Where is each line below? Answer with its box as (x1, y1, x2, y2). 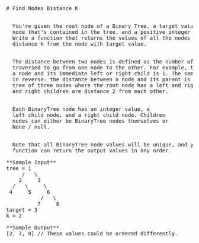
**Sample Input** (6, 159, 56, 165)
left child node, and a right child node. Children (12, 112, 166, 118)
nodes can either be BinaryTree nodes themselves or (12, 118, 169, 124)
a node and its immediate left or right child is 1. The (12, 71, 182, 76)
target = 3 (6, 207, 38, 213)
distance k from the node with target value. (12, 41, 147, 47)
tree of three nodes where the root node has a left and (12, 82, 182, 88)
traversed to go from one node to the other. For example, (12, 65, 188, 71)
